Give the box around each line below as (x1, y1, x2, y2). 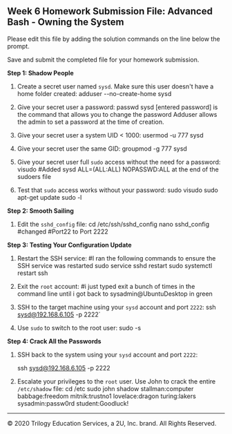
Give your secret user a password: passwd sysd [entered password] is (17, 103, 218, 111)
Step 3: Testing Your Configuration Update (7, 240, 133, 249)
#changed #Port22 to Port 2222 (17, 227, 108, 236)
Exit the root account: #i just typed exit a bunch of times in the (17, 282, 195, 290)
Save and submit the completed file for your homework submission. (7, 55, 200, 64)
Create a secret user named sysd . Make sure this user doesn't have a (17, 82, 214, 91)
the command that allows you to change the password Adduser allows (17, 110, 217, 118)
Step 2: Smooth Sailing (7, 207, 74, 215)
